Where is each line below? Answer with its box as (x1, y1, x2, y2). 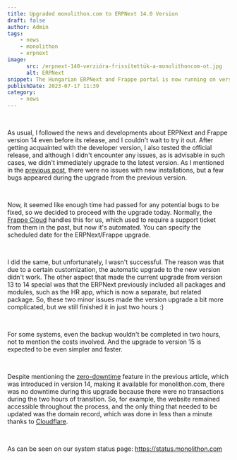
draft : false (7, 17, 46, 24)
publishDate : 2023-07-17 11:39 (7, 82, 99, 89)
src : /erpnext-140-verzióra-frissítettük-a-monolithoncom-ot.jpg (25, 63, 222, 70)
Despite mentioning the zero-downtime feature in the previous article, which (7, 373, 229, 380)
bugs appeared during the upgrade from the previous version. (7, 173, 188, 182)
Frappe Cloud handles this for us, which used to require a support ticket (7, 216, 217, 224)
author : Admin (7, 23, 49, 30)
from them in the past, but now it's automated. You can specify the (7, 223, 201, 231)
